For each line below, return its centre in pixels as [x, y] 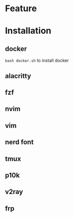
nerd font [19, 142]
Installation [28, 31]
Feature [21, 9]
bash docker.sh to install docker [37, 60]
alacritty [18, 76]
